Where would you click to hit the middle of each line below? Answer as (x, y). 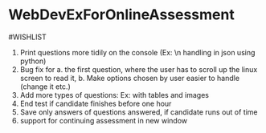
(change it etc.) (45, 87)
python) (33, 61)
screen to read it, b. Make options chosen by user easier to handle (129, 78)
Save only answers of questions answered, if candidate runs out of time (139, 112)
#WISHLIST (27, 37)
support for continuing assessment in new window (104, 120)
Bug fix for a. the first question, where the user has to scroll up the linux (139, 69)
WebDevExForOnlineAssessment (121, 15)
